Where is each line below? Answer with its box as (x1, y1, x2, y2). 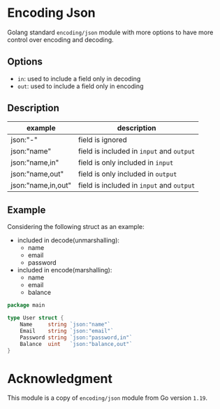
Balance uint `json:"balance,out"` (20, 340, 133, 347)
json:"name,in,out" (10, 180, 72, 190)
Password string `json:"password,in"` (20, 334, 133, 341)
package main (7, 302, 45, 309)
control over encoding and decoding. (7, 35, 114, 43)
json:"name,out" (10, 169, 64, 179)
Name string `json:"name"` (20, 321, 111, 328)
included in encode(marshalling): (17, 266, 112, 275)
